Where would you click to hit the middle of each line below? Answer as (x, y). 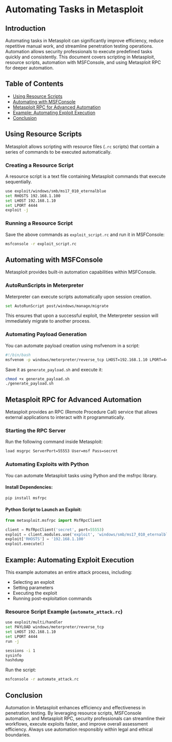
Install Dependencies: (29, 487)
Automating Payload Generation (46, 334)
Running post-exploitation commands (52, 598)
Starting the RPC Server (36, 430)
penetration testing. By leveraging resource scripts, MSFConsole (73, 713)
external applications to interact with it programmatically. (65, 417)
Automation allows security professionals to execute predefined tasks (79, 51)
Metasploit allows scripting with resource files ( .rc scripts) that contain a (82, 146)
